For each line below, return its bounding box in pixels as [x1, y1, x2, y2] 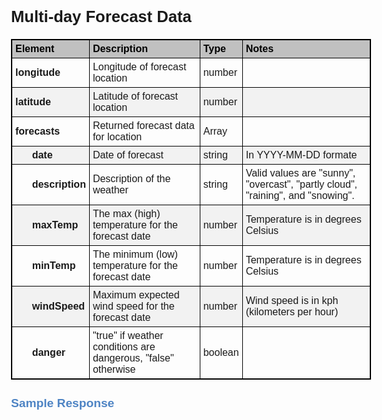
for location [92, 131, 143, 143]
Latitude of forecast [92, 90, 178, 103]
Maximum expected [92, 289, 180, 301]
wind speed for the [92, 300, 175, 313]
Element [15, 43, 55, 55]
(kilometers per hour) [245, 306, 339, 318]
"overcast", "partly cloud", [245, 179, 358, 191]
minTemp [31, 260, 76, 272]
